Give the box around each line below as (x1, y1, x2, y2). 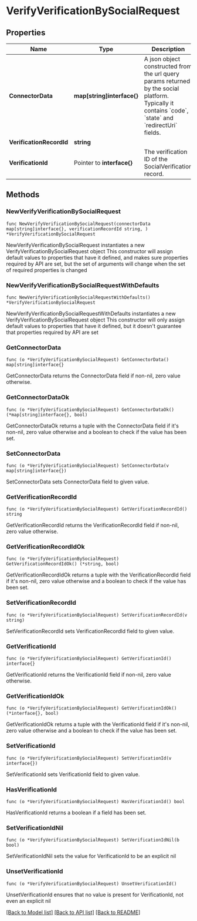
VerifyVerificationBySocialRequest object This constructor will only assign (6, 316, 185, 323)
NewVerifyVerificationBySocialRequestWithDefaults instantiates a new (6, 310, 176, 317)
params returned (144, 77, 191, 85)
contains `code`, (144, 107, 189, 114)
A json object (144, 55, 181, 63)
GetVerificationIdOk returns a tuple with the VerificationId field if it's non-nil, (6, 721, 189, 728)
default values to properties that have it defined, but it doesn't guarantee (6, 322, 182, 329)
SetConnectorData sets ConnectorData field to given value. (6, 478, 150, 485)
